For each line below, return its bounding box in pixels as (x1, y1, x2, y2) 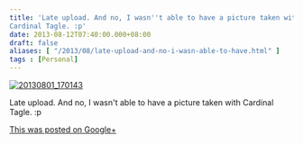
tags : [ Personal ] (9, 55, 78, 64)
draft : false (9, 38, 59, 48)
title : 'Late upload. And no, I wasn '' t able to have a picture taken (9, 13, 280, 22)
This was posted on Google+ (9, 124, 117, 135)
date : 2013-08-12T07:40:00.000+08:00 (9, 30, 151, 39)
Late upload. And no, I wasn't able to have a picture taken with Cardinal (9, 97, 274, 108)
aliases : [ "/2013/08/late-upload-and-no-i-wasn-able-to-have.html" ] (9, 47, 280, 56)
